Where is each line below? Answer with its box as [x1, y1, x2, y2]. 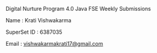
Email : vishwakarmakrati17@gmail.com [5, 40, 103, 47]
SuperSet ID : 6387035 [5, 28, 63, 36]
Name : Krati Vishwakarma [5, 17, 72, 23]
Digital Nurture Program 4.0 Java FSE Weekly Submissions [5, 5, 151, 12]
